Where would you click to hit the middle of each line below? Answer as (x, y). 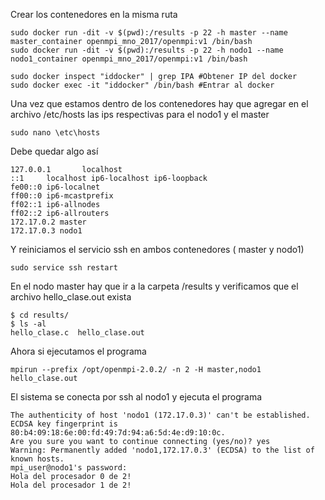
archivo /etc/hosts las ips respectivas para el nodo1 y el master (140, 114)
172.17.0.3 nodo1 (46, 231)
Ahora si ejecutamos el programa (78, 351)
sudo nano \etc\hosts (55, 133)
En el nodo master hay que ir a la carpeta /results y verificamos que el (154, 286)
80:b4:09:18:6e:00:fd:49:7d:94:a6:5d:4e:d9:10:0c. (118, 433)
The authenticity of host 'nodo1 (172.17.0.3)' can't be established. (160, 415)
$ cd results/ (40, 315)
